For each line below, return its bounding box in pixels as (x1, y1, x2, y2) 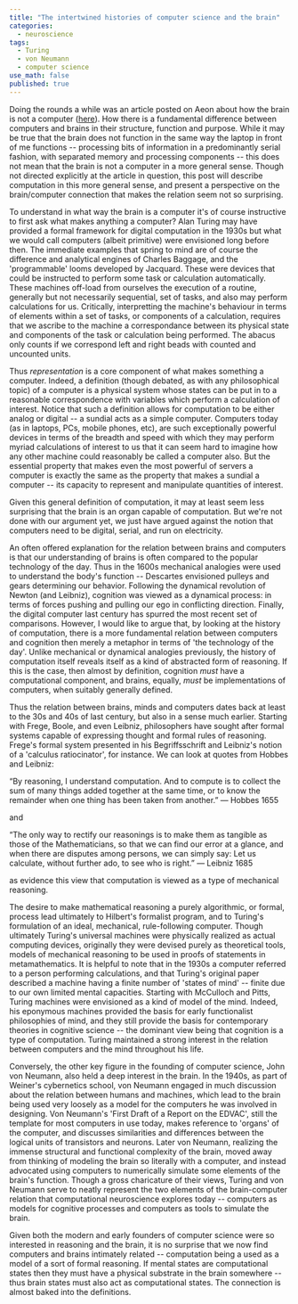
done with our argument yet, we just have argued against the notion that (9, 515, 274, 526)
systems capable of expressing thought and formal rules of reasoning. (9, 730, 267, 741)
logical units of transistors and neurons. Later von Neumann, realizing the (9, 1136, 278, 1147)
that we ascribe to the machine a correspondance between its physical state (9, 320, 290, 331)
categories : (9, 21, 53, 30)
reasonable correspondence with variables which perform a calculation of (9, 394, 280, 405)
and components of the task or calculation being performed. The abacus (9, 329, 276, 340)
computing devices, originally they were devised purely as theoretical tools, (9, 939, 286, 950)
